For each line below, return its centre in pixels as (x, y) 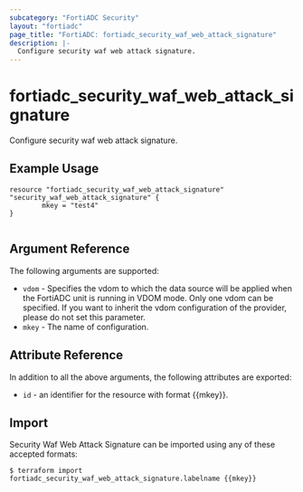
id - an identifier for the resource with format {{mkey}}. (125, 394)
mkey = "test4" (71, 205)
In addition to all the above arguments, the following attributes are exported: (151, 377)
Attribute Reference (66, 355)
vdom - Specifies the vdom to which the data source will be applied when (157, 288)
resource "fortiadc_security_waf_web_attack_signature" (117, 189)
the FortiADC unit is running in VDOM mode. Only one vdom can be (148, 298)
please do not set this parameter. (84, 317)
